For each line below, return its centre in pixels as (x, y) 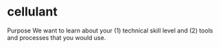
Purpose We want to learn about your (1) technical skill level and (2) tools (110, 30)
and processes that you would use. (57, 37)
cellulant (33, 12)
